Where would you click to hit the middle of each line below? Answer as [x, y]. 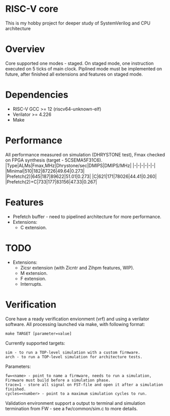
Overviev [25, 49]
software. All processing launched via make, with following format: [75, 324]
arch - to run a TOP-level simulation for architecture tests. [74, 357]
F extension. [33, 279]
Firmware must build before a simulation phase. [58, 380]
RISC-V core [32, 9]
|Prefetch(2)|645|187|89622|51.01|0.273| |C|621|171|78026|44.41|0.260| [81, 176]
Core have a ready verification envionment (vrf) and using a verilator [77, 319]
